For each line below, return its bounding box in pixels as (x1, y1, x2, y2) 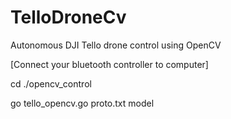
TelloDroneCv (10, 6, 127, 29)
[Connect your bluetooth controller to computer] (10, 58, 209, 70)
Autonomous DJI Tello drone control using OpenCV (10, 39, 222, 51)
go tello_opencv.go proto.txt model (10, 97, 155, 109)
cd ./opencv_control (10, 77, 92, 90)
